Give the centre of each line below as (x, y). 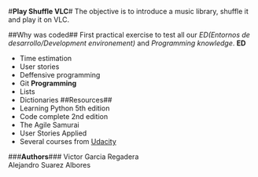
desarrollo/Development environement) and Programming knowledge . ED (127, 43)
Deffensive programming (60, 75)
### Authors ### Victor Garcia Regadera (74, 157)
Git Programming (48, 83)
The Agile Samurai (50, 125)
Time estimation (46, 58)
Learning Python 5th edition (64, 108)
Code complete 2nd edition (64, 116)
